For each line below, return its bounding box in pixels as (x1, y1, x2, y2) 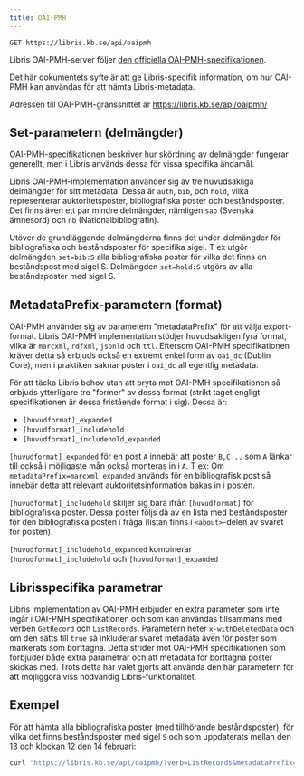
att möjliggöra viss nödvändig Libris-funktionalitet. (9, 672, 197, 683)
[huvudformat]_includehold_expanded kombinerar (9, 544, 193, 555)
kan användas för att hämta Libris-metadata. (29, 81, 195, 92)
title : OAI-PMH (9, 13, 67, 23)
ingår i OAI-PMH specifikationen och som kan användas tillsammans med (9, 614, 283, 625)
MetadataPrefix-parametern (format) (9, 296, 223, 313)
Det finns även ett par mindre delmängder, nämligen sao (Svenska (9, 205, 255, 216)
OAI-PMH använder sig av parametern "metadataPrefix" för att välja (9, 321, 262, 332)
